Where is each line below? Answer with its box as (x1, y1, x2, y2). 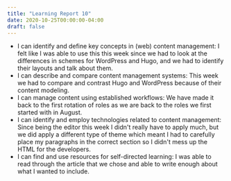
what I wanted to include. (17, 167, 90, 175)
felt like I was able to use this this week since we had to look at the (17, 49, 208, 58)
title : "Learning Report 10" (7, 10, 92, 17)
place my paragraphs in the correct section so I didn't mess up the (17, 138, 208, 146)
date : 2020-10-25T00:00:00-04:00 (7, 17, 104, 24)
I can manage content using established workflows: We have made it (17, 94, 214, 102)
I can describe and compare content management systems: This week (17, 71, 219, 80)
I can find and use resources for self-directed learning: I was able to (17, 153, 212, 161)
